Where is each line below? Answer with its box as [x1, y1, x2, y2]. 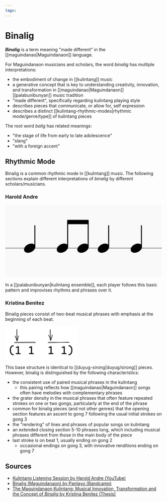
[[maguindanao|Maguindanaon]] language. [5, 52, 93, 58]
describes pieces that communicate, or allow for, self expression [12, 102, 145, 109]
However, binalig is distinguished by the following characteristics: [5, 369, 139, 375]
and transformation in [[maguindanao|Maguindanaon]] [12, 87, 124, 93]
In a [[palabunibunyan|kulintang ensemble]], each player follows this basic [5, 282, 158, 288]
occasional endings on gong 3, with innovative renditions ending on [19, 442, 159, 448]
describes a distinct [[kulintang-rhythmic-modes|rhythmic [12, 108, 132, 114]
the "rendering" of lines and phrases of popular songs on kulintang [12, 421, 150, 427]
